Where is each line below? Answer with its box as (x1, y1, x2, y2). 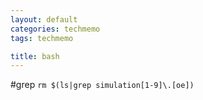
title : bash (10, 51, 60, 61)
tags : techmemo (10, 33, 74, 43)
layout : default (10, 14, 78, 25)
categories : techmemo (10, 24, 101, 34)
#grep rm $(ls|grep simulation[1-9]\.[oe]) (10, 79, 195, 91)
